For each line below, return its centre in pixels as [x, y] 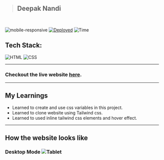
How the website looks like [47, 138]
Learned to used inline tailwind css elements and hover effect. [75, 118]
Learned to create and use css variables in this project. [67, 107]
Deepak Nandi [39, 9]
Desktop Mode [23, 152]
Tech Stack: [24, 45]
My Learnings [26, 96]
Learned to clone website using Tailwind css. [57, 112]
